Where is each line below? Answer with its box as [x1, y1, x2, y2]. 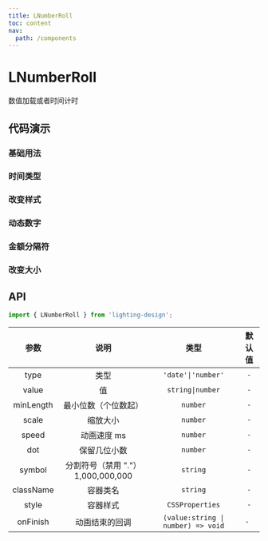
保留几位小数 [79, 444, 128, 455]
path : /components [15, 34, 77, 42]
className [12, 484, 54, 495]
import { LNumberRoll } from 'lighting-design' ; [8, 311, 173, 319]
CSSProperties [167, 500, 221, 509]
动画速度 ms [80, 429, 126, 440]
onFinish [17, 516, 49, 527]
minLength [13, 399, 53, 410]
